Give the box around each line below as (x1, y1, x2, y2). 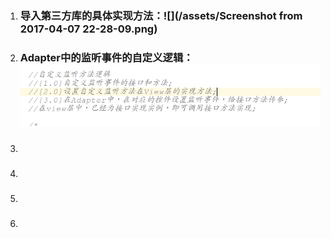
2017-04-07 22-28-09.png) (19, 22, 158, 36)
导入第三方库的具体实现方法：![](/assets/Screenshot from (19, 8, 303, 22)
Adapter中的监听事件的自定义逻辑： (19, 50, 194, 64)
